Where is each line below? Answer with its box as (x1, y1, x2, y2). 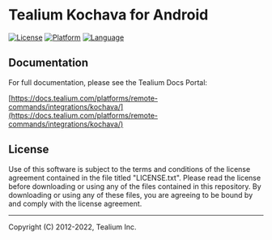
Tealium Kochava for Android (8, 6, 209, 24)
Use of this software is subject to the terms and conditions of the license (8, 164, 251, 174)
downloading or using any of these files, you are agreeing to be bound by (8, 190, 253, 199)
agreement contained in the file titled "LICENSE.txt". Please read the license (8, 173, 261, 182)
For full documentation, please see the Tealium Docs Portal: (8, 77, 208, 87)
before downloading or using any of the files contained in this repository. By (8, 181, 261, 191)
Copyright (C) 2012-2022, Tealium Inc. (8, 221, 137, 232)
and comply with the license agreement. (8, 199, 142, 208)
